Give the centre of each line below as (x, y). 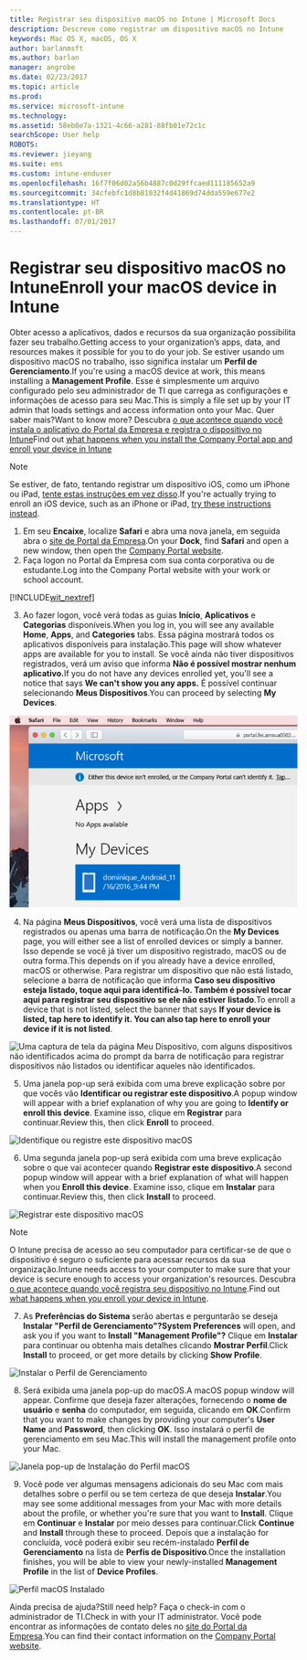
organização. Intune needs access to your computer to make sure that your (150, 1269)
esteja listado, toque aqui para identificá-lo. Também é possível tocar (157, 990)
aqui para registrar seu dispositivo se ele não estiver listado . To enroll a (159, 999)
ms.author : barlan (44, 58)
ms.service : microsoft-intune (67, 106)
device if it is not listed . (68, 1028)
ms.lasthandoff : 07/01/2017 (63, 222)
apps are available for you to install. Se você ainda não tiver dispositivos (158, 654)
